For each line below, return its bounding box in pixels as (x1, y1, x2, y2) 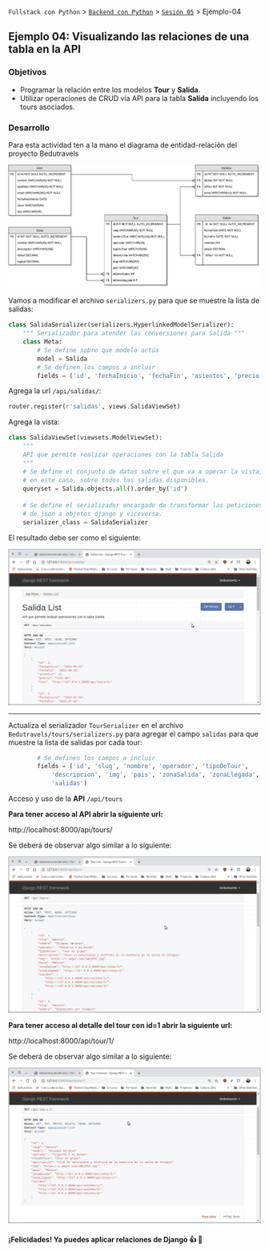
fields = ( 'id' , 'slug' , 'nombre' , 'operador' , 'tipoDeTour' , (37, 762, 249, 770)
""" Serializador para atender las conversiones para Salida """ (22, 329, 246, 338)
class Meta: (22, 338, 62, 346)
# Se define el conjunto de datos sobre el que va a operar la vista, (22, 467, 263, 476)
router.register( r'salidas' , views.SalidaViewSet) (8, 403, 181, 411)
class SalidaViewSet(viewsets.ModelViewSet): (8, 433, 163, 442)
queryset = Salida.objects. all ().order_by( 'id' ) (22, 485, 188, 493)
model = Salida (37, 355, 88, 363)
